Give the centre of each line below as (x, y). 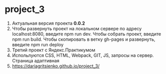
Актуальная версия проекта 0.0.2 (48, 23)
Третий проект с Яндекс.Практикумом (54, 50)
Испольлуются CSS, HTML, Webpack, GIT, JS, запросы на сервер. (83, 55)
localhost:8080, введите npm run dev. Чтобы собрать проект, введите (87, 34)
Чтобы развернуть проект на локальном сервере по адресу (77, 28)
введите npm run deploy (38, 44)
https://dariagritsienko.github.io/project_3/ (56, 66)
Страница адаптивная (36, 60)
